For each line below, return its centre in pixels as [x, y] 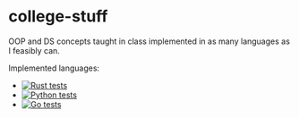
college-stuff [58, 17]
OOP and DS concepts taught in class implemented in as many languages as [149, 41]
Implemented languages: [54, 68]
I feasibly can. [34, 50]
